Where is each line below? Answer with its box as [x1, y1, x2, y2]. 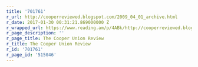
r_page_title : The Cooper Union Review [6, 36, 104, 41]
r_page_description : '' [6, 30, 65, 36]
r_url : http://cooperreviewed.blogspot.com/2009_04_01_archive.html [6, 14, 178, 20]
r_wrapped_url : [6, 24, 44, 31]
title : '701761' [6, 8, 46, 15]
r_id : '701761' [6, 47, 44, 52]
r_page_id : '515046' [6, 52, 57, 58]
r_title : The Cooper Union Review [6, 41, 91, 47]
